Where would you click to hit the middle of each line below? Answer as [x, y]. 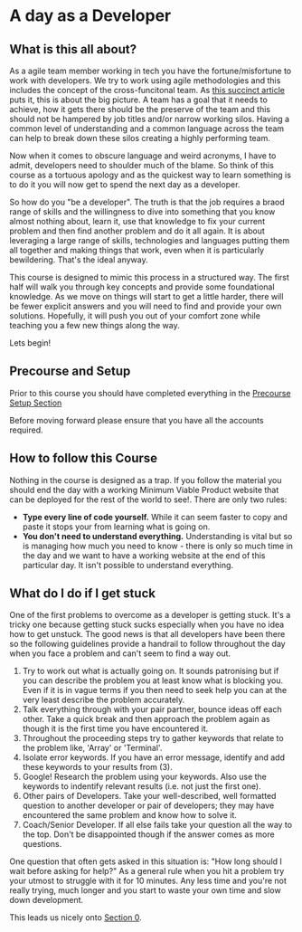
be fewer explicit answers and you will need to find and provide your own [146, 306]
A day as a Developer [90, 16]
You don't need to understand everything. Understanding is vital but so [157, 536]
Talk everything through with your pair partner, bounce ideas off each [152, 709]
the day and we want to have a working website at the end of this [144, 555]
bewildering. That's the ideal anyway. [79, 260]
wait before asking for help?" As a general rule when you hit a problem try [147, 871]
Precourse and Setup [70, 371]
